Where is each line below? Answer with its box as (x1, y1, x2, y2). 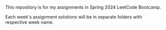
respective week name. (5, 19, 54, 25)
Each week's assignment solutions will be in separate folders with (5, 14, 142, 19)
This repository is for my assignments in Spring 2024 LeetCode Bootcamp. (5, 4, 161, 10)
